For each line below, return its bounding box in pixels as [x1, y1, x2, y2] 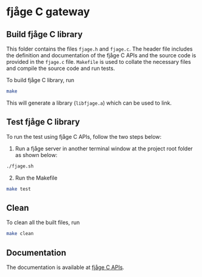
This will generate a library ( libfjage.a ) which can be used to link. [6, 99, 172, 107]
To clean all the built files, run [6, 219, 80, 226]
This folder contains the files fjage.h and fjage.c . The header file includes [6, 45, 193, 52]
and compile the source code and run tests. [6, 65, 115, 72]
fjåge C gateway [6, 5, 90, 19]
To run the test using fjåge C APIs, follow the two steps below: [6, 133, 162, 140]
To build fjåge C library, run [6, 77, 75, 83]
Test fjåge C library [6, 117, 80, 127]
